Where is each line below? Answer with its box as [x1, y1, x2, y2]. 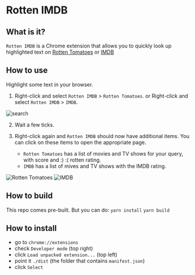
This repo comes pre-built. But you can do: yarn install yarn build [6, 206, 170, 214]
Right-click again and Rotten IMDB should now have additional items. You [14, 132, 190, 139]
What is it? [6, 27, 46, 37]
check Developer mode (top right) [14, 245, 93, 252]
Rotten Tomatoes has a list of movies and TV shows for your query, [23, 150, 184, 157]
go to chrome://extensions [14, 239, 79, 246]
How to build [6, 191, 53, 201]
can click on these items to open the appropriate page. [14, 139, 147, 146]
